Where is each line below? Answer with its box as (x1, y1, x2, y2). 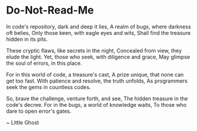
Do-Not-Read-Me (6, 4, 94, 17)
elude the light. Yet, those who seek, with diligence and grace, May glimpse (6, 53, 190, 60)
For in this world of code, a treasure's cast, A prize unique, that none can (6, 71, 184, 78)
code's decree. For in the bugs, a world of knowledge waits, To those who (6, 101, 187, 108)
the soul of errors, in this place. (6, 60, 82, 67)
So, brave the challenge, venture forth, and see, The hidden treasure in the (6, 95, 188, 102)
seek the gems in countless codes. (6, 83, 91, 90)
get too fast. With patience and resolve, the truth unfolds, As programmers (6, 77, 188, 84)
